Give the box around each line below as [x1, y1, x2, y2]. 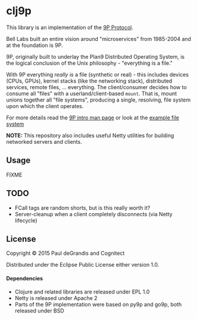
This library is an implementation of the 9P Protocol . [6, 24, 134, 31]
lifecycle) [14, 217, 37, 224]
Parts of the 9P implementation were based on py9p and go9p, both [14, 301, 182, 308]
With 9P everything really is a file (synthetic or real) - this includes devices [6, 71, 189, 78]
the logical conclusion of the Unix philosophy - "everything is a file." [6, 59, 173, 67]
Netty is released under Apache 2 [14, 294, 98, 301]
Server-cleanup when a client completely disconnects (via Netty [14, 210, 173, 217]
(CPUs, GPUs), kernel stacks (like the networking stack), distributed [6, 77, 173, 84]
